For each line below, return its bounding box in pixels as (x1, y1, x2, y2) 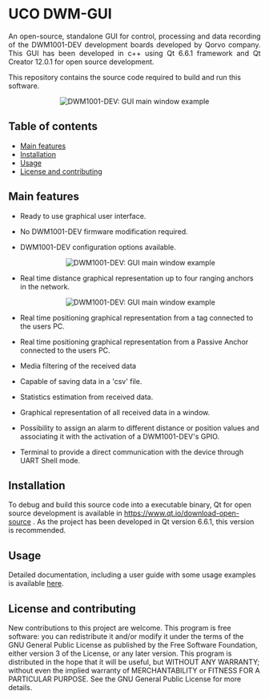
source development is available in (8, 508, 122, 518)
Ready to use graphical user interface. (19, 211, 147, 220)
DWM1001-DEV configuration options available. (19, 242, 176, 252)
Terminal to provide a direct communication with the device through (19, 446, 244, 457)
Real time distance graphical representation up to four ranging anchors (19, 273, 254, 283)
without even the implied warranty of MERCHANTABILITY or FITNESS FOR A (8, 666, 260, 675)
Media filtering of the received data (19, 361, 137, 370)
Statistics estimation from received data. (19, 392, 154, 402)
